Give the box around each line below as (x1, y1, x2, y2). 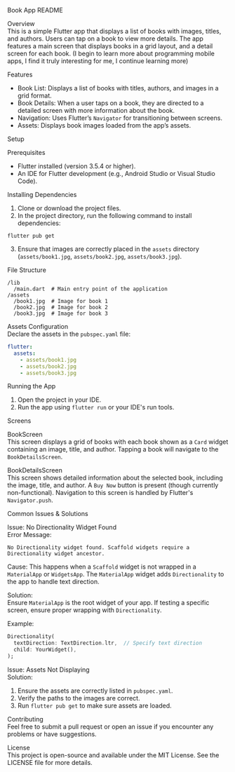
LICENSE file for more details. (7, 758, 93, 766)
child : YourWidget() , (13, 646, 77, 654)
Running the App (7, 382, 56, 391)
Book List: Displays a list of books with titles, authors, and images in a (17, 84, 219, 92)
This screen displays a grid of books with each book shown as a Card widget (7, 438, 229, 446)
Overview (7, 20, 35, 27)
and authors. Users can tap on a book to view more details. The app (7, 34, 203, 43)
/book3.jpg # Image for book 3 (13, 310, 109, 317)
